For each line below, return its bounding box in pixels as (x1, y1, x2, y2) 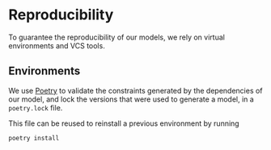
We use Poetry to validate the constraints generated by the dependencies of (8, 85, 263, 95)
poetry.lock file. (8, 102, 63, 112)
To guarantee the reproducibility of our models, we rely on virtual (8, 32, 225, 42)
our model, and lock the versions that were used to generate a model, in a (8, 94, 255, 104)
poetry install (8, 134, 60, 142)
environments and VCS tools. (8, 40, 105, 50)
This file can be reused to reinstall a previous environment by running (8, 119, 240, 128)
